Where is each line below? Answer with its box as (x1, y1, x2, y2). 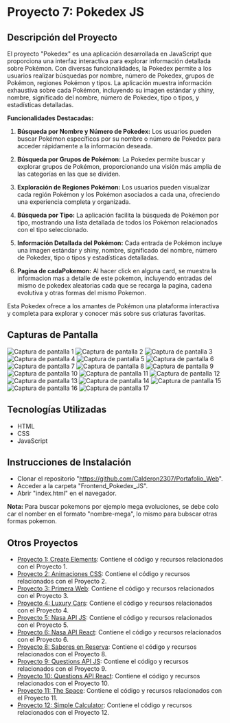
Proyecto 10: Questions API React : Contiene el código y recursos (16, 672, 200, 680)
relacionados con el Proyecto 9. (16, 665, 107, 673)
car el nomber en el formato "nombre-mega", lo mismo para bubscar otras (7, 509, 218, 518)
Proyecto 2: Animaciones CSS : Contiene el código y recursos (16, 570, 190, 578)
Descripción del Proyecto (7, 32, 118, 43)
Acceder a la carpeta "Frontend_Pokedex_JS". (16, 482, 148, 490)
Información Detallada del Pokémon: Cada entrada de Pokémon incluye (16, 239, 222, 247)
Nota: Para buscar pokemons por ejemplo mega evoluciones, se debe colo (7, 503, 219, 511)
